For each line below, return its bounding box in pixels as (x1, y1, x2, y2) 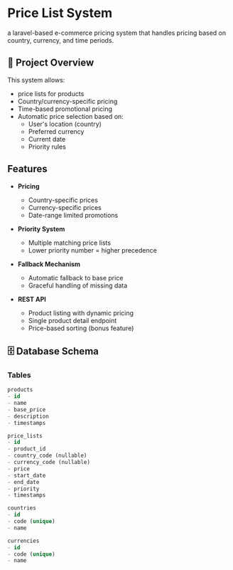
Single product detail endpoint (28, 316, 117, 324)
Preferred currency (28, 127, 85, 136)
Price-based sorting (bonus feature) (28, 324, 134, 332)
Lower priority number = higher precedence (28, 246, 158, 254)
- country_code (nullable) (7, 452, 87, 460)
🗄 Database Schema (7, 345, 99, 357)
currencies (7, 537, 40, 544)
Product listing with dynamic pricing (28, 308, 134, 317)
